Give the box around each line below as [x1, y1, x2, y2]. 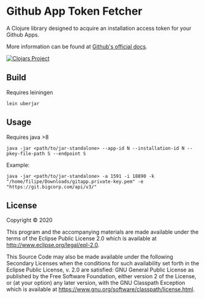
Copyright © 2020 [6, 216, 53, 224]
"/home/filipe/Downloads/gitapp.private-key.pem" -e [6, 179, 144, 185]
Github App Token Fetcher [6, 4, 143, 18]
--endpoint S [53, 150, 86, 157]
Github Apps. [6, 31, 40, 38]
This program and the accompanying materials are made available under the [6, 228, 199, 236]
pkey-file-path [6, 150, 45, 157]
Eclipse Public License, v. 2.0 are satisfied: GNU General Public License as [6, 266, 194, 273]
